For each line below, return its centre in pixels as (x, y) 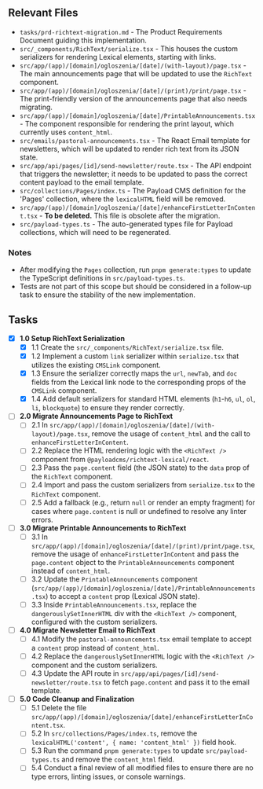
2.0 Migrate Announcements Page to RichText (96, 417)
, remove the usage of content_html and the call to (169, 434)
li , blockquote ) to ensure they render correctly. (108, 408)
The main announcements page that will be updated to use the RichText (136, 73)
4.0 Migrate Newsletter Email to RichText (87, 630)
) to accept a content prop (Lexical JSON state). (123, 596)
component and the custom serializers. (95, 665)
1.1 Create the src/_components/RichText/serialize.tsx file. (127, 347)
